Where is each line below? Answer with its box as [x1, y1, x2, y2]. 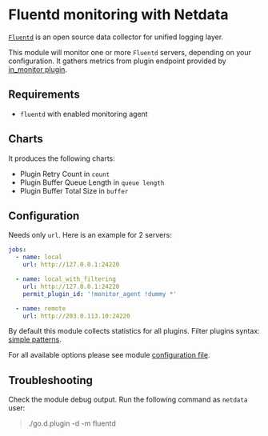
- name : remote [15, 304, 66, 313]
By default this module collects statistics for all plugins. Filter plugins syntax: [8, 326, 260, 336]
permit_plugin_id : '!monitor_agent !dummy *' [22, 290, 178, 298]
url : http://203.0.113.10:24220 [22, 312, 130, 320]
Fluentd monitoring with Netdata [8, 6, 229, 24]
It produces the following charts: [8, 154, 116, 163]
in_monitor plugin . [8, 64, 68, 74]
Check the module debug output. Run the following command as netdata [8, 394, 248, 405]
